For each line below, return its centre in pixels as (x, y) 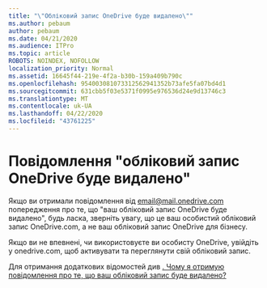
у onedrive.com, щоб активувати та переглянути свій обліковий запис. (129, 251)
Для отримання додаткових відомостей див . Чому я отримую (117, 266)
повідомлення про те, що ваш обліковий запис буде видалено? (117, 275)
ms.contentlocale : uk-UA (50, 106)
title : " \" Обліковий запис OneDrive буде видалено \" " (101, 16)
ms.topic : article (39, 53)
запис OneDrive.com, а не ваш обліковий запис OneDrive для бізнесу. (128, 227)
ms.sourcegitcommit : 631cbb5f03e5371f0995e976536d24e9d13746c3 (117, 91)
